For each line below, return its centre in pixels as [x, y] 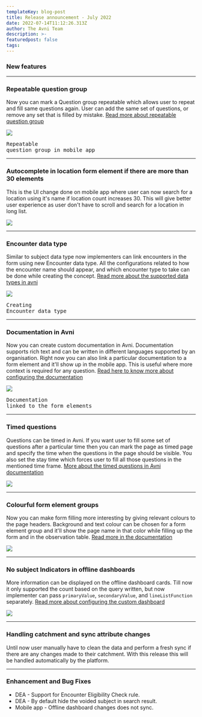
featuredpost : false [32, 40]
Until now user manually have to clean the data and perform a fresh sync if [99, 647]
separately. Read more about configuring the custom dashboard [86, 602]
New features [26, 66]
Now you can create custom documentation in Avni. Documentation [90, 345]
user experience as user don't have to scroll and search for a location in [95, 205]
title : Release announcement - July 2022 [59, 17]
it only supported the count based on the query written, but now [86, 589]
